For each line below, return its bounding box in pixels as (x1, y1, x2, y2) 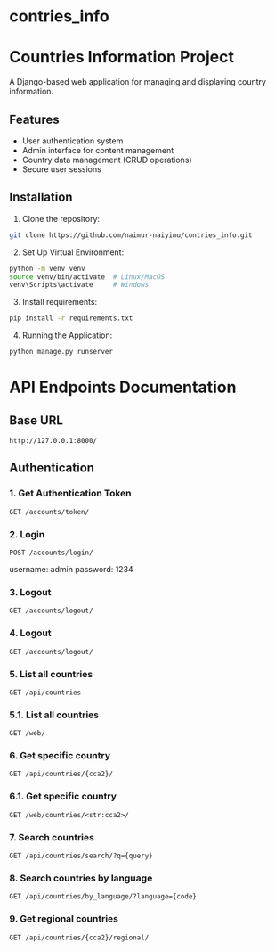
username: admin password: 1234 (9, 563, 133, 574)
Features (9, 111, 60, 127)
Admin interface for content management (21, 144, 174, 155)
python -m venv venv (9, 264, 86, 273)
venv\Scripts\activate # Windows (9, 281, 150, 290)
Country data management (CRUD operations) (21, 154, 193, 165)
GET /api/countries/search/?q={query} (9, 851, 153, 861)
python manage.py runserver (9, 348, 114, 357)
